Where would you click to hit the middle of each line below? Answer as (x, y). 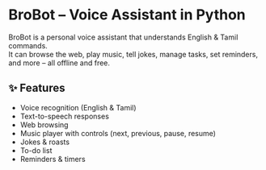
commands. (28, 45)
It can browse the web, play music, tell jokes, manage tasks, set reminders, (133, 54)
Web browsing (44, 124)
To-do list (36, 150)
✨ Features (37, 88)
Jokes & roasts (45, 142)
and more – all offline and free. (59, 63)
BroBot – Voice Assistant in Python (127, 15)
